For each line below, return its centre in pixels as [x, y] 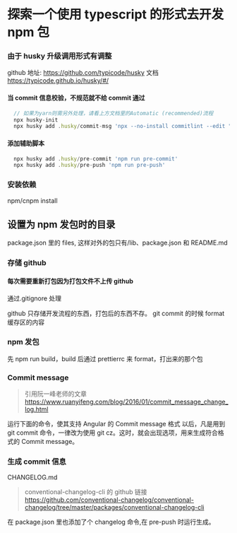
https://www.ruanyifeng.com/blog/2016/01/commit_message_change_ [126, 402]
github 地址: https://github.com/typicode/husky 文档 [83, 73]
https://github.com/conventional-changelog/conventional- [109, 500]
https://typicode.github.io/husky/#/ [58, 81]
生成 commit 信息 [37, 462]
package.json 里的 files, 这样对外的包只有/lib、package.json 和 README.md [117, 243]
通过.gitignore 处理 [35, 298]
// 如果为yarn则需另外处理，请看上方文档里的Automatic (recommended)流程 [114, 113]
